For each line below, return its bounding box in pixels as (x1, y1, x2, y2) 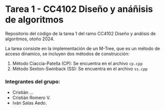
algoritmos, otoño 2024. (5, 36, 55, 42)
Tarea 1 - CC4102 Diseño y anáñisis (5, 3, 153, 15)
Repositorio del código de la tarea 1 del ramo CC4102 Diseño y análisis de (5, 30, 156, 36)
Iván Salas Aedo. (12, 100, 47, 106)
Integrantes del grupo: (5, 78, 61, 85)
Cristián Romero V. (12, 95, 51, 101)
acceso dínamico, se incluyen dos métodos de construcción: (5, 51, 130, 57)
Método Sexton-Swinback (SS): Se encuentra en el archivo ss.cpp (12, 66, 148, 72)
